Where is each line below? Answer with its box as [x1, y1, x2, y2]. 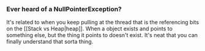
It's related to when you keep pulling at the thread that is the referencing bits [6, 19, 199, 26]
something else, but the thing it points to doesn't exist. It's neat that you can [6, 32, 198, 39]
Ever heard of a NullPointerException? [6, 5, 122, 13]
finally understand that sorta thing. [6, 38, 94, 46]
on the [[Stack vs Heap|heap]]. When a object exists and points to [6, 25, 173, 32]
